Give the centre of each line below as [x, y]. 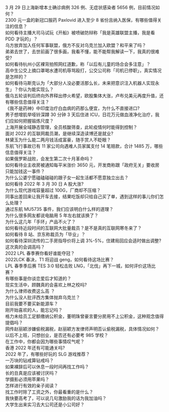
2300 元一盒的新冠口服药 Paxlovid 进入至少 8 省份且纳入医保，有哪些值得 [81, 20]
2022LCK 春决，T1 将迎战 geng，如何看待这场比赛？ [60, 259]
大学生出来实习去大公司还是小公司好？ [45, 404]
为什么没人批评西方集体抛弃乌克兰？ [43, 297]
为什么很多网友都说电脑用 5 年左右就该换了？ [52, 215]
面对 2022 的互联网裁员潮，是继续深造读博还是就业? [59, 133]
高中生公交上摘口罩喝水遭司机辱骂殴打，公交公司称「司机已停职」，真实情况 [83, 70]
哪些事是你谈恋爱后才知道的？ [40, 278]
